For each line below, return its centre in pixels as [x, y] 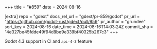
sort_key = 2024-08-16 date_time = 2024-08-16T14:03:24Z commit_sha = [79, 27]
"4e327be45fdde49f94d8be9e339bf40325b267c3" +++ [61, 32]
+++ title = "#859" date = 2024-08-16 [43, 7]
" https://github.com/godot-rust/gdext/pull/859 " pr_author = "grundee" [75, 22]
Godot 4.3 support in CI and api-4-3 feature [48, 41]
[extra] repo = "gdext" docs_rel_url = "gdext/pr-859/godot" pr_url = [72, 16]
